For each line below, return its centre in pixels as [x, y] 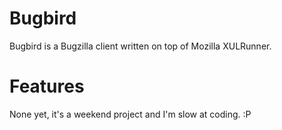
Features [47, 86]
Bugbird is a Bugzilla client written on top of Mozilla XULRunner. [140, 46]
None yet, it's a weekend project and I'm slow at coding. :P [130, 114]
